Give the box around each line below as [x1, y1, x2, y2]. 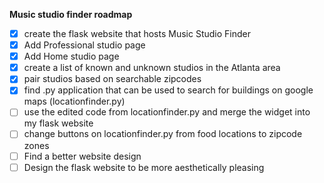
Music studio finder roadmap [9, 9, 133, 20]
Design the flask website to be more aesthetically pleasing [23, 161, 265, 173]
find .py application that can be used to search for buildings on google [23, 84, 314, 96]
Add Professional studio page [23, 39, 146, 51]
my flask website [23, 117, 94, 129]
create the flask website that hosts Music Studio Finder [23, 28, 251, 39]
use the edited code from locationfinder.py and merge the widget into [23, 106, 311, 118]
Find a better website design [23, 150, 142, 162]
